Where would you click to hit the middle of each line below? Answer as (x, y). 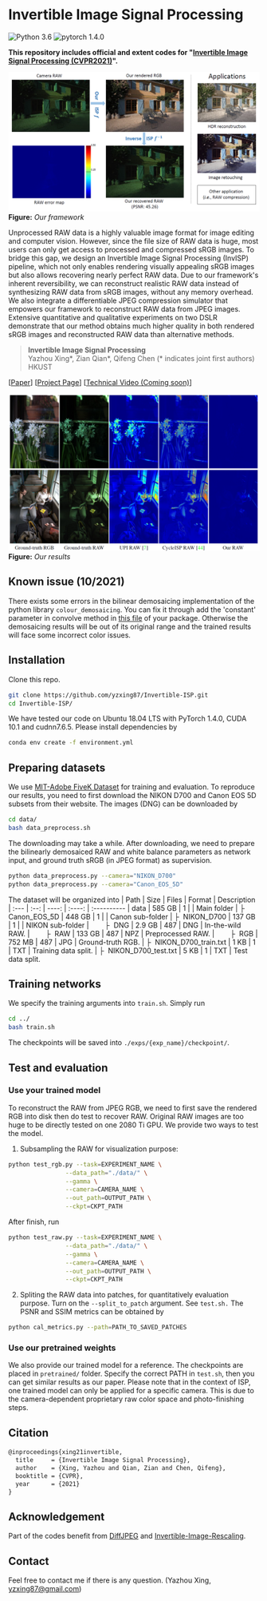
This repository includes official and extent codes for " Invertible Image (128, 52)
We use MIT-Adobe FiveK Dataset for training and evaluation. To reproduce (132, 787)
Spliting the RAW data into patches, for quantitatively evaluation (124, 1295)
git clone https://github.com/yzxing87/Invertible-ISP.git (108, 695)
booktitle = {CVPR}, (49, 1476)
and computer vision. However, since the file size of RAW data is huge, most (133, 241)
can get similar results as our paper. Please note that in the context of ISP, (130, 1382)
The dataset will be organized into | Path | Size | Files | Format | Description (132, 900)
